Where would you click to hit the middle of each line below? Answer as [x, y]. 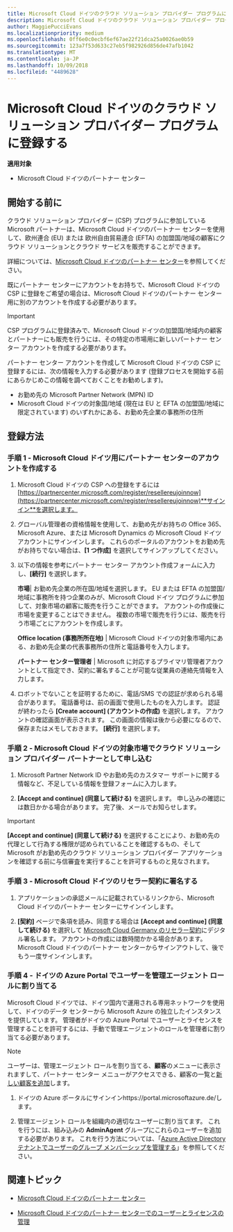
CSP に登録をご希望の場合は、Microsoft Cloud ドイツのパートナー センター [115, 293]
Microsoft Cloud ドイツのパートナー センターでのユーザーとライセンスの [120, 1213]
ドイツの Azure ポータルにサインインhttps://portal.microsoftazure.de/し [120, 1097]
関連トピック [35, 1180]
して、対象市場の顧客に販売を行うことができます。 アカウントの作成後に [121, 606]
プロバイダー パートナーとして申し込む [88, 759]
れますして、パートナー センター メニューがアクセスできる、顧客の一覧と [112, 1074]
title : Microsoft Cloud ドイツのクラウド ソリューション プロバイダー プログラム [114, 14]
